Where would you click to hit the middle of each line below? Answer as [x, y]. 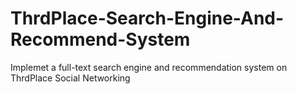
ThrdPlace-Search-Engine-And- [147, 18]
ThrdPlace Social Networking [70, 78]
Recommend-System [100, 39]
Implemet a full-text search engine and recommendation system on [149, 67]
